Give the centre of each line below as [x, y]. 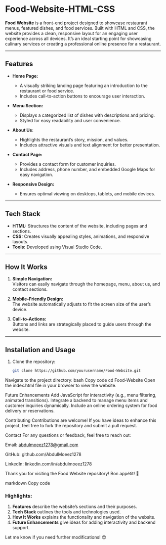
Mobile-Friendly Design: [38, 299]
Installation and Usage [40, 350]
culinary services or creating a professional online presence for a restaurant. [83, 44]
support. [21, 528]
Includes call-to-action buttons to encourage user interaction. [82, 96]
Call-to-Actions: [29, 319]
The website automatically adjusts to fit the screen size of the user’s [82, 304]
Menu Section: [28, 105]
